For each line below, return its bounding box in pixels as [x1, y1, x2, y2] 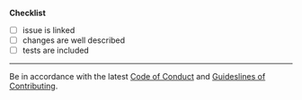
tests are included [22, 45, 90, 56]
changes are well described [22, 35, 126, 46]
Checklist [9, 8, 47, 18]
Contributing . [9, 80, 58, 92]
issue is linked [22, 25, 75, 35]
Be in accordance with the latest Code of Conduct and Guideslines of [9, 71, 266, 82]
